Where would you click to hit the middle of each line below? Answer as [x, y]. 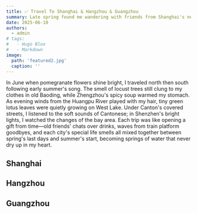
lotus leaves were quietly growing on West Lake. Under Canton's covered [95, 108]
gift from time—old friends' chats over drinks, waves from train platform [93, 126]
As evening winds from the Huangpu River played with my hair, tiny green [95, 101]
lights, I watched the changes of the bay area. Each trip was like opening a [96, 120]
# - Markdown [25, 50]
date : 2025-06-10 [27, 22]
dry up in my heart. [29, 145]
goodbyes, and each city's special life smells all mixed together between [94, 133]
